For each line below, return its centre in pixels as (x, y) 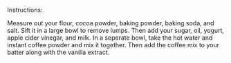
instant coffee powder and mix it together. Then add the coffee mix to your (113, 45)
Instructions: (25, 10)
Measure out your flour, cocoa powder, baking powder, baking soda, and (111, 23)
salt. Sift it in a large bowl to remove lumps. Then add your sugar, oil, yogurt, (116, 30)
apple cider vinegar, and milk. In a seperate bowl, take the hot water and (110, 38)
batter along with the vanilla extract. (58, 52)
